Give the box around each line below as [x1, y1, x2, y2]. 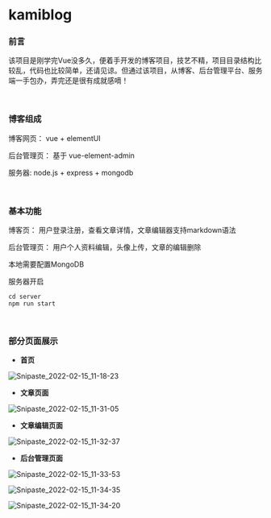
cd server [8, 292, 42, 301]
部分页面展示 [8, 336, 59, 346]
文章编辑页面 [19, 421, 63, 430]
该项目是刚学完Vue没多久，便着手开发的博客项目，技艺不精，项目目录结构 [8, 56, 256, 65]
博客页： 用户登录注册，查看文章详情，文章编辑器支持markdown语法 [8, 226, 236, 235]
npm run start [8, 300, 56, 308]
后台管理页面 [19, 454, 63, 463]
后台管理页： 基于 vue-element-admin [8, 151, 135, 160]
